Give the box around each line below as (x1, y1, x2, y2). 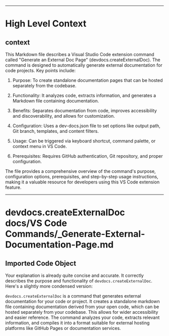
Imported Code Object (5, 259, 76, 268)
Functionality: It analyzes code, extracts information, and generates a (12, 92, 156, 99)
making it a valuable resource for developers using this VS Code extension (5, 179, 160, 185)
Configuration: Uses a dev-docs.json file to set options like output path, (12, 123, 161, 129)
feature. (5, 184, 22, 190)
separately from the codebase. (12, 83, 76, 88)
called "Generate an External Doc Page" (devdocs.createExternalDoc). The (5, 57, 160, 63)
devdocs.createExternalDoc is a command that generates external (5, 293, 141, 299)
